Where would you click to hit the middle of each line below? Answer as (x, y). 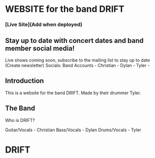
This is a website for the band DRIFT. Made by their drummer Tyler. (73, 93)
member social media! (40, 48)
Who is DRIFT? (20, 120)
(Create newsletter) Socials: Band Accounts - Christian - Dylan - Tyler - (77, 65)
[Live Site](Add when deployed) (44, 25)
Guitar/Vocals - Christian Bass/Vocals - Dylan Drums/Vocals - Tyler (73, 130)
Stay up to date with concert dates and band (74, 40)
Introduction (25, 81)
